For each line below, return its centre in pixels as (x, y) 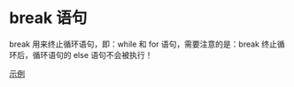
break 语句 (48, 18)
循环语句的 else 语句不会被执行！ (93, 54)
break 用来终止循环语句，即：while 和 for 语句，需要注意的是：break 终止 (143, 44)
